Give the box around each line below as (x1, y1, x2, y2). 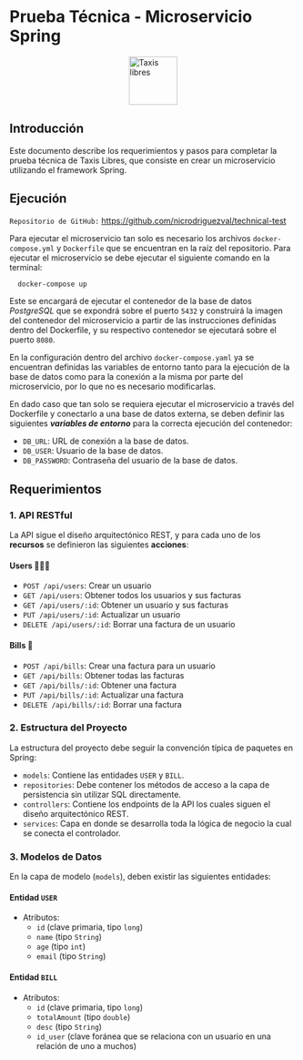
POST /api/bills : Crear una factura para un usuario (22, 660, 217, 671)
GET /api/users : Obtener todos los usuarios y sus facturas (22, 590, 242, 601)
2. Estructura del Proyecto (9, 721, 127, 734)
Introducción (9, 121, 85, 137)
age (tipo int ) (35, 941, 86, 953)
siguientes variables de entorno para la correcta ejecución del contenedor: (9, 418, 293, 429)
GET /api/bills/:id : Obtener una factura (22, 679, 177, 690)
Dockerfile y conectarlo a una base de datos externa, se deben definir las (9, 408, 285, 420)
